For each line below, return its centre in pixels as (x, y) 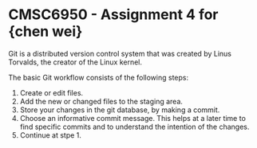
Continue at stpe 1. (51, 135)
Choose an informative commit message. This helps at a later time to (132, 118)
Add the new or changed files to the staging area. (101, 101)
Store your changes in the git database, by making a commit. (120, 110)
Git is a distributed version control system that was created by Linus (120, 53)
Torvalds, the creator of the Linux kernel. (75, 62)
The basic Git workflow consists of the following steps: (99, 77)
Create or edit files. (51, 92)
